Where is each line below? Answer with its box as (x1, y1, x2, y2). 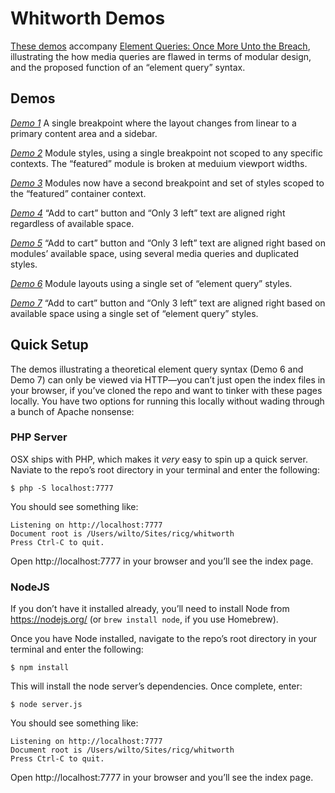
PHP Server (10, 430, 68, 444)
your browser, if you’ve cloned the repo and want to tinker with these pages (10, 384, 323, 396)
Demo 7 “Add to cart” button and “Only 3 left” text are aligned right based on (10, 297, 326, 309)
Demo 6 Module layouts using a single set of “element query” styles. (10, 277, 293, 289)
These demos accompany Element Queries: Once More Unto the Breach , (10, 40, 311, 52)
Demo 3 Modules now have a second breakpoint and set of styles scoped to (10, 177, 325, 189)
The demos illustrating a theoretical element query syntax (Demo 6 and (10, 363, 304, 375)
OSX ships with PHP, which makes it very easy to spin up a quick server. (10, 453, 308, 465)
